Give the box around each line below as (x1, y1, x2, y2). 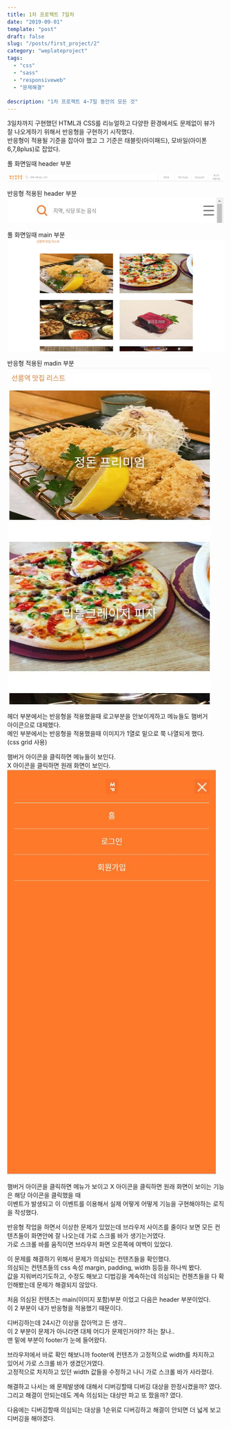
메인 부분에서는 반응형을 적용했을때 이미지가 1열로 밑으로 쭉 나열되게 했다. (7, 729, 205, 737)
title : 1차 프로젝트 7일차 (7, 11, 74, 18)
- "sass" (13, 69, 39, 76)
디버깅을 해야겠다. (7, 1414, 56, 1422)
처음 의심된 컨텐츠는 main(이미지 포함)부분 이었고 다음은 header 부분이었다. (7, 1295, 211, 1303)
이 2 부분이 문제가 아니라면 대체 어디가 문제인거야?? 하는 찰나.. (7, 1327, 175, 1335)
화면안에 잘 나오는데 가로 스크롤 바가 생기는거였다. (30, 1231, 165, 1239)
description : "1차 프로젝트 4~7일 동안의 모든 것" (7, 99, 139, 106)
